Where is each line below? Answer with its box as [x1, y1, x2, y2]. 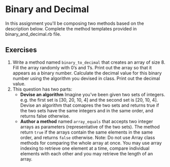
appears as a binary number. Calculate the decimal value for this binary [12, 70, 162, 76]
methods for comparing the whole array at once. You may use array [20, 140, 162, 146]
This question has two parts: [12, 86, 73, 92]
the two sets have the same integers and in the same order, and [20, 107, 154, 113]
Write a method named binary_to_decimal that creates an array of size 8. [12, 59, 165, 65]
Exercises [5, 46, 37, 54]
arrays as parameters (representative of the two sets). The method [20, 123, 160, 130]
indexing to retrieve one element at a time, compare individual [20, 145, 150, 151]
